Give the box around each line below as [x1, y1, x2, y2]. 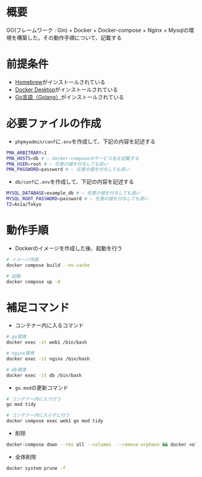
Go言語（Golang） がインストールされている [14, 93, 124, 100]
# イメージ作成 [6, 256, 39, 262]
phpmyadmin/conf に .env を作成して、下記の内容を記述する [14, 138, 156, 145]
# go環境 [6, 334, 26, 340]
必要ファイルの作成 [6, 117, 102, 131]
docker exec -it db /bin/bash [6, 372, 82, 378]
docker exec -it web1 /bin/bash [6, 339, 87, 346]
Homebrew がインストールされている [14, 78, 106, 85]
